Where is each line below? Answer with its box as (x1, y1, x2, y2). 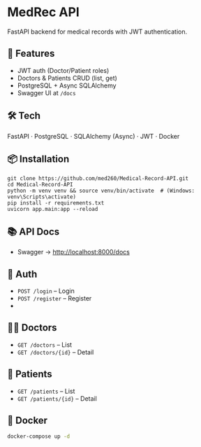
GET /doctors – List (17, 341, 72, 349)
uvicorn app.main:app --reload (7, 206, 98, 213)
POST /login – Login (17, 287, 75, 295)
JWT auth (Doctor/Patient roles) (17, 66, 110, 74)
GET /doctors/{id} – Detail (17, 348, 94, 356)
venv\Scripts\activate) (7, 193, 77, 200)
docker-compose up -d (7, 433, 70, 440)
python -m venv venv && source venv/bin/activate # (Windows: (7, 187, 195, 195)
